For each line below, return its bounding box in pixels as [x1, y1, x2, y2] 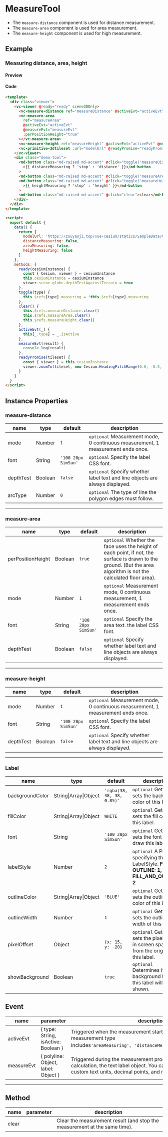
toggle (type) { [18, 290, 50, 295]
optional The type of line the [88, 488, 156, 495]
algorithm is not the [103, 568, 149, 575]
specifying [132, 854, 157, 861]
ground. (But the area [103, 561, 154, 568]
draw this [132, 839, 154, 846]
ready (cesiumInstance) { [18, 266, 70, 272]
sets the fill [132, 813, 158, 820]
